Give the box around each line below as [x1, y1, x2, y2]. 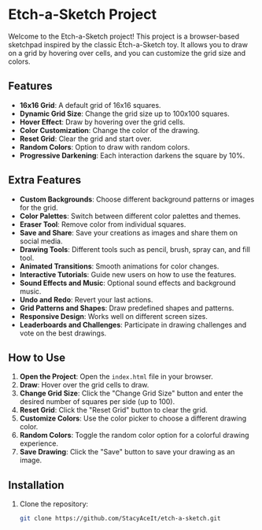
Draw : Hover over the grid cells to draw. [19, 380, 149, 390]
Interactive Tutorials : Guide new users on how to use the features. [19, 269, 237, 279]
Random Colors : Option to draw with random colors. [19, 142, 190, 151]
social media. [19, 236, 63, 246]
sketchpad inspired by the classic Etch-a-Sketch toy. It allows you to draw [8, 39, 248, 49]
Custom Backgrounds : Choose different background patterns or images [19, 195, 255, 204]
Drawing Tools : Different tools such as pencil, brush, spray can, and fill [19, 244, 250, 254]
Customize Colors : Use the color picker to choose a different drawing [19, 413, 247, 423]
